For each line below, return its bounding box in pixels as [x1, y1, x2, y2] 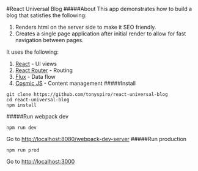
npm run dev [6, 125, 37, 131]
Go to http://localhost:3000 [6, 158, 75, 165]
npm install [6, 102, 37, 108]
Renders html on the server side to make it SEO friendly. [15, 24, 156, 31]
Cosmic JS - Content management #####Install [15, 79, 136, 87]
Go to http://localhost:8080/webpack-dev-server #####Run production [6, 136, 187, 142]
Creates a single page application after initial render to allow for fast [15, 30, 186, 37]
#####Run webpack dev [6, 113, 69, 120]
